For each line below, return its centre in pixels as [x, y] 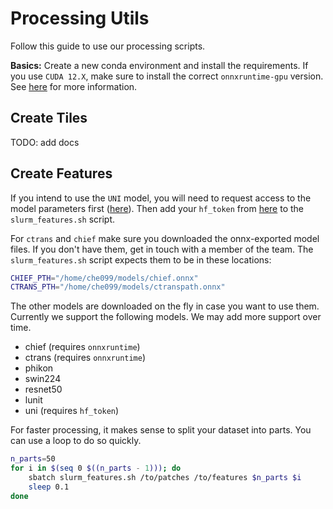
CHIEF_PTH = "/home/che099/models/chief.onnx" [104, 278]
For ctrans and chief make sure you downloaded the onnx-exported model [165, 238]
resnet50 [43, 389]
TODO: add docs [45, 142]
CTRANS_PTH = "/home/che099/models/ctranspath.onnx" [118, 287]
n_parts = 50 [33, 459]
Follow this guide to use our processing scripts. [108, 46]
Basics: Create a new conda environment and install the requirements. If [159, 65]
